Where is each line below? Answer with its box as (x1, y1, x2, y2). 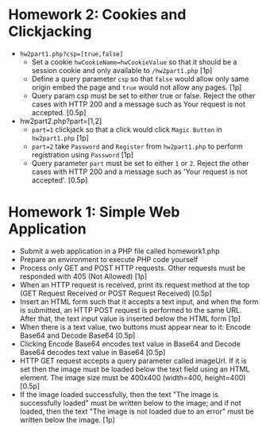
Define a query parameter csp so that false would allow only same (31, 74, 249, 83)
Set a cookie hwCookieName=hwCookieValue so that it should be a (31, 57, 237, 67)
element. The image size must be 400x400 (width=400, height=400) (19, 372, 246, 382)
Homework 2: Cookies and (8, 6, 187, 24)
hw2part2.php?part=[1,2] (19, 116, 102, 125)
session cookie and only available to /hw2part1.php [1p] (31, 65, 213, 75)
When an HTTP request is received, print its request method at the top (19, 280, 250, 289)
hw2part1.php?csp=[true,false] (19, 50, 124, 58)
